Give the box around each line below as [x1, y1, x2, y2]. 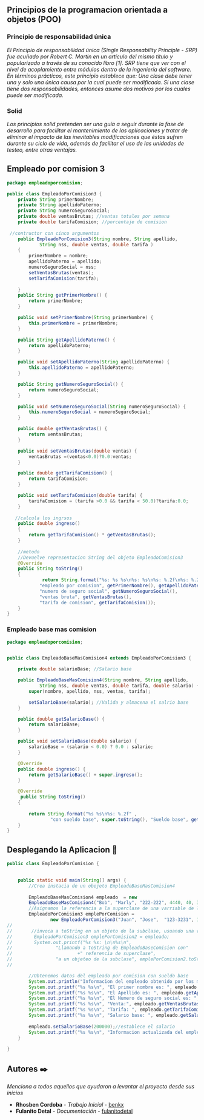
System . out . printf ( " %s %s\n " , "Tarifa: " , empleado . [28, 1007, 165, 1013]
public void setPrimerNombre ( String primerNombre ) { [18, 315, 154, 321]
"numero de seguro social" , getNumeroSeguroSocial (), [39, 588, 178, 594]
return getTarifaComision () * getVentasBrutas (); [28, 532, 156, 538]
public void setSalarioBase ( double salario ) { [18, 738, 137, 744]
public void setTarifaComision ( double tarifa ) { [18, 493, 143, 499]
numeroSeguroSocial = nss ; [28, 264, 97, 271]
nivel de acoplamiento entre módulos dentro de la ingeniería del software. [7, 66, 192, 73]
